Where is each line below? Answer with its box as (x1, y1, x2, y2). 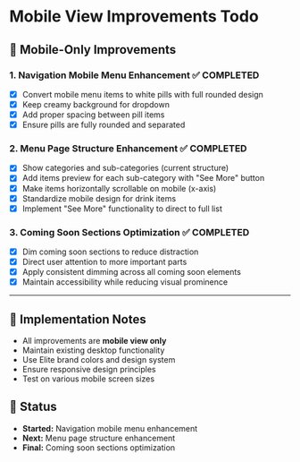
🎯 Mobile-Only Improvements (9, 42, 177, 57)
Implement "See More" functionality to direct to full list (21, 203, 223, 214)
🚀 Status (9, 399, 58, 415)
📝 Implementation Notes (9, 312, 146, 327)
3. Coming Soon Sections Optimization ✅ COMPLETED (9, 226, 250, 238)
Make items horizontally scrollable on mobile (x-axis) (21, 183, 217, 193)
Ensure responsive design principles (21, 364, 156, 375)
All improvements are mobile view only (21, 336, 167, 346)
